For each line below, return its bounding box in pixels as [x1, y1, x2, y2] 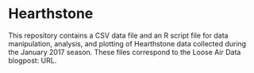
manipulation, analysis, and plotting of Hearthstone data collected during [8, 38, 247, 48]
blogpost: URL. [8, 56, 57, 65]
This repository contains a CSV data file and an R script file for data [8, 31, 229, 40]
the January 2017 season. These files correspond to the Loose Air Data [8, 47, 241, 57]
